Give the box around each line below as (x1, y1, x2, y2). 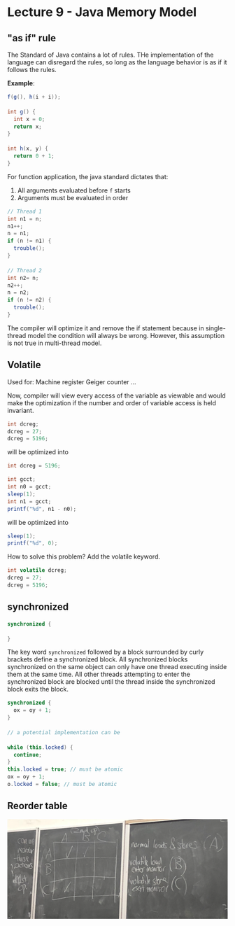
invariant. (7, 406, 34, 414)
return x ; (13, 123, 42, 130)
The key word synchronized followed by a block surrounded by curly (7, 648, 204, 657)
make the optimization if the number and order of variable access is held (7, 398, 217, 407)
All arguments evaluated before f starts (17, 186, 131, 195)
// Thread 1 (7, 208, 42, 215)
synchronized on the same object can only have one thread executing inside (7, 663, 227, 671)
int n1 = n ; (7, 215, 42, 223)
